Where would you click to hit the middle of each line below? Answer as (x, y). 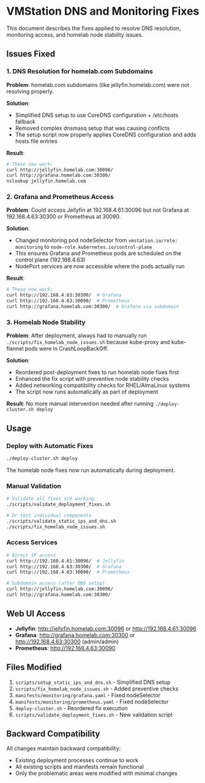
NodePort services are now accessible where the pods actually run (100, 266)
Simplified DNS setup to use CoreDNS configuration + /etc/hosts (97, 115)
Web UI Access (36, 614)
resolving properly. (30, 91)
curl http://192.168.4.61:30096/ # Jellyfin (65, 561)
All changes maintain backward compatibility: (64, 749)
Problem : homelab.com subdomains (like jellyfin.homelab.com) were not (98, 84)
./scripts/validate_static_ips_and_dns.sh (61, 521)
